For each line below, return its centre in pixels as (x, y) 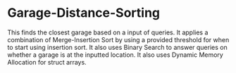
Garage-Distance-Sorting (84, 13)
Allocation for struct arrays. (47, 62)
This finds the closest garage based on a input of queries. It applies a (108, 32)
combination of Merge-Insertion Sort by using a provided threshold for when (118, 39)
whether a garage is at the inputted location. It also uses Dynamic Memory (115, 55)
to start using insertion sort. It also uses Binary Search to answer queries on (117, 47)
